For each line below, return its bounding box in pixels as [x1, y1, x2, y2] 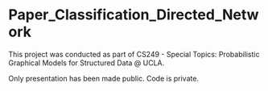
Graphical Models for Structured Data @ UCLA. [8, 58, 165, 68]
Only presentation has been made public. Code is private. [8, 73, 200, 83]
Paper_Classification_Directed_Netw [8, 6, 259, 24]
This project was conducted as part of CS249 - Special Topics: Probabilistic [8, 49, 260, 59]
